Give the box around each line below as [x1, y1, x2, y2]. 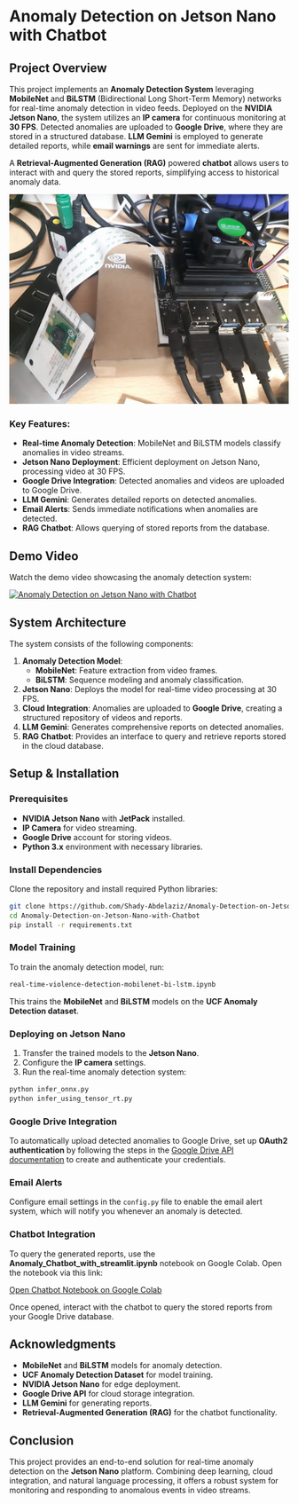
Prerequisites [9, 792, 68, 805]
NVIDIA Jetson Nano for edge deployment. [21, 1379, 181, 1390]
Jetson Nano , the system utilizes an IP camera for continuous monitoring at [9, 113, 286, 122]
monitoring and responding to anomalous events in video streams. [9, 1484, 251, 1496]
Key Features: [9, 417, 71, 429]
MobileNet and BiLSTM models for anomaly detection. [21, 1360, 223, 1371]
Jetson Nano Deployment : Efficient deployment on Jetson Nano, [21, 457, 261, 468]
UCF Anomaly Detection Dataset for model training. [21, 1369, 214, 1381]
